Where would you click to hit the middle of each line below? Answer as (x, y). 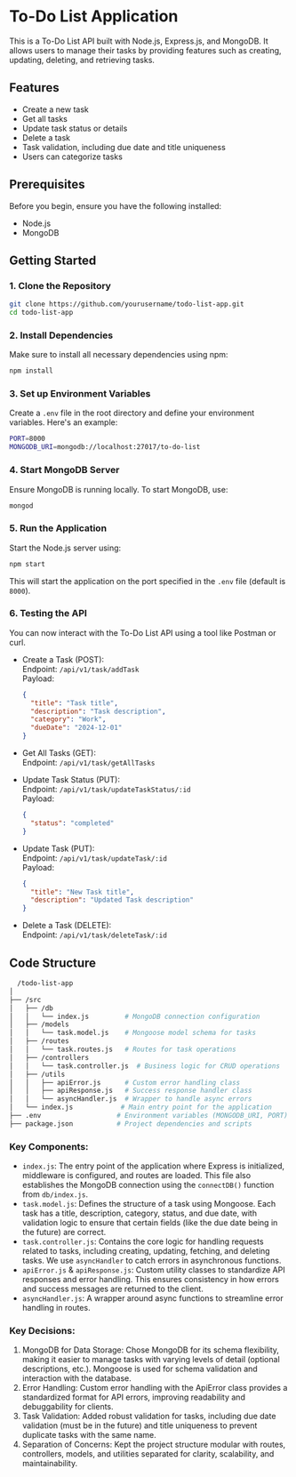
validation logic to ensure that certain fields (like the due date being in (150, 1223)
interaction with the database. (76, 1378)
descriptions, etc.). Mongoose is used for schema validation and (140, 1369)
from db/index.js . (55, 1194)
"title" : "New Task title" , (83, 892)
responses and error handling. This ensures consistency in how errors (151, 1280)
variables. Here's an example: (64, 422)
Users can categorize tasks (72, 157)
